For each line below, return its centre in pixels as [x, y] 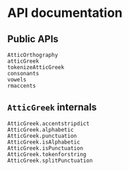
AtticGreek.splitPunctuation [50, 160]
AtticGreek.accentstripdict [49, 123]
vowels [17, 80]
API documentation [65, 13]
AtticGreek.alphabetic [41, 129]
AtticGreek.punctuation [42, 136]
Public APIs [33, 39]
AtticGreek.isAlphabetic [44, 142]
